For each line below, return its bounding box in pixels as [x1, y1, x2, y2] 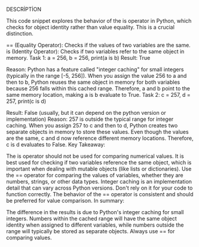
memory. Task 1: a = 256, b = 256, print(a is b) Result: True [6, 54, 151, 61]
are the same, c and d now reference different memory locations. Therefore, [6, 135, 194, 142]
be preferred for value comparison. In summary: [6, 197, 124, 204]
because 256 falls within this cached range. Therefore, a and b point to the [6, 85, 190, 92]
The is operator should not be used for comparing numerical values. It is [6, 153, 184, 160]
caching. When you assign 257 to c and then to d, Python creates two [6, 122, 178, 129]
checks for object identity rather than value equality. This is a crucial [6, 24, 175, 31]
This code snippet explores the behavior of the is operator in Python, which [6, 17, 192, 24]
